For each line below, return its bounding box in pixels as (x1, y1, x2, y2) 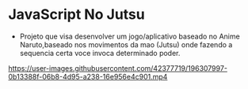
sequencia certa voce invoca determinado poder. (19, 48, 181, 57)
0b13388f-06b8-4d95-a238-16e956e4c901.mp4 (8, 72, 168, 81)
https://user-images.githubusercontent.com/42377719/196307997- (8, 63, 228, 72)
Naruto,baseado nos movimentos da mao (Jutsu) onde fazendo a (19, 39, 233, 49)
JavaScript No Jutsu (8, 6, 145, 24)
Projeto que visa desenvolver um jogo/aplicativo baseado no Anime (19, 32, 240, 41)
